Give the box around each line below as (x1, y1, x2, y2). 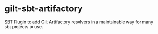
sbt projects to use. (4, 24, 43, 29)
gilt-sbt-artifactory (4, 3, 83, 14)
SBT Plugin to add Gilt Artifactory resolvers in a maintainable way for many (4, 19, 154, 25)
